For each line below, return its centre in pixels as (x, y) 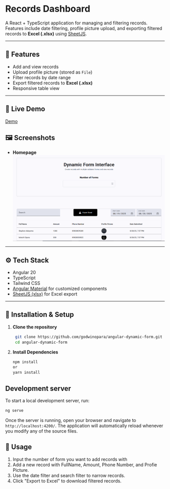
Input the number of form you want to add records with (70, 459)
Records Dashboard (48, 9)
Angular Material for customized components (60, 289)
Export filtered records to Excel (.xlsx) (52, 83)
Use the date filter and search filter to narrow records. (69, 475)
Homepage (25, 152)
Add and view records (36, 67)
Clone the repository (35, 327)
